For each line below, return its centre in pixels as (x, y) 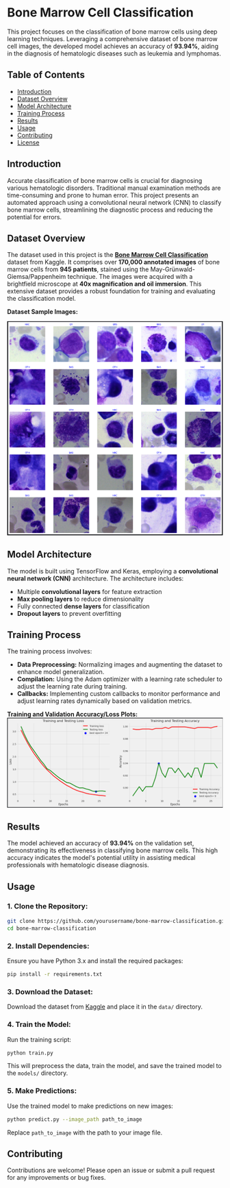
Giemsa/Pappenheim (37, 277)
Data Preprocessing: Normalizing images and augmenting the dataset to (119, 665)
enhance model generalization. (61, 672)
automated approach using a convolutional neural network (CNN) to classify (114, 202)
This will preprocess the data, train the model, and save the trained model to (115, 1066)
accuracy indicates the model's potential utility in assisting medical (101, 858)
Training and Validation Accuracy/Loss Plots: (73, 715)
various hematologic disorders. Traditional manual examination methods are (114, 188)
